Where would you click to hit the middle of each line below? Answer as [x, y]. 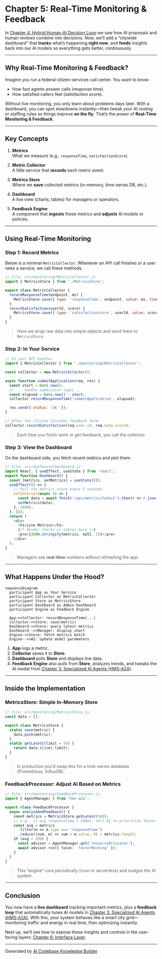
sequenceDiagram [21, 588]
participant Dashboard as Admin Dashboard [53, 605]
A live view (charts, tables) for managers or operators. [66, 199]
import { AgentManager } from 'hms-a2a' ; [47, 799]
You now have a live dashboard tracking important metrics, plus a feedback [81, 907]
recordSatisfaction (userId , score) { [47, 308]
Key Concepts [27, 139]
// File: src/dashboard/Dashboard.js [43, 467]
